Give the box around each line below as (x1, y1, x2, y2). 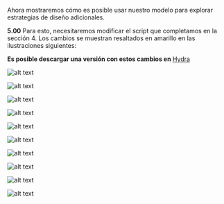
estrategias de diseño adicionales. (7, 13, 105, 22)
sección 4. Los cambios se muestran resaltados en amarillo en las (7, 34, 196, 42)
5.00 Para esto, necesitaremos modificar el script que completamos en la (7, 27, 217, 35)
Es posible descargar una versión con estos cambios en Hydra (7, 55, 191, 63)
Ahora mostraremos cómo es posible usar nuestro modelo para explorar (7, 6, 214, 14)
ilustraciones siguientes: (7, 42, 77, 49)
